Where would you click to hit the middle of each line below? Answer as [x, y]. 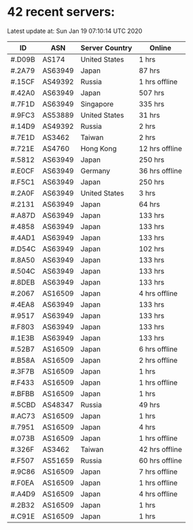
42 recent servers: [61, 12]
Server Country [106, 47]
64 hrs [149, 204]
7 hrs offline [158, 472]
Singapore [97, 104]
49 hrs [149, 405]
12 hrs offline [160, 148]
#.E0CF [23, 171]
